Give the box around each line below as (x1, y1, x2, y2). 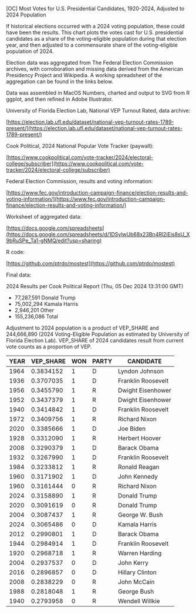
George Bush (117, 588, 154, 595)
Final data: (6, 271, 32, 278)
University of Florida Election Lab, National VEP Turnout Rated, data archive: (6, 107, 191, 114)
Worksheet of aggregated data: (6, 213, 82, 220)
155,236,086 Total (14, 313, 59, 320)
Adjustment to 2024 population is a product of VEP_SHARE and (6, 324, 160, 331)
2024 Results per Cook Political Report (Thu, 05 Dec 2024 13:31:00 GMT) (6, 283, 184, 289)
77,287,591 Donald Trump (14, 294, 76, 301)
